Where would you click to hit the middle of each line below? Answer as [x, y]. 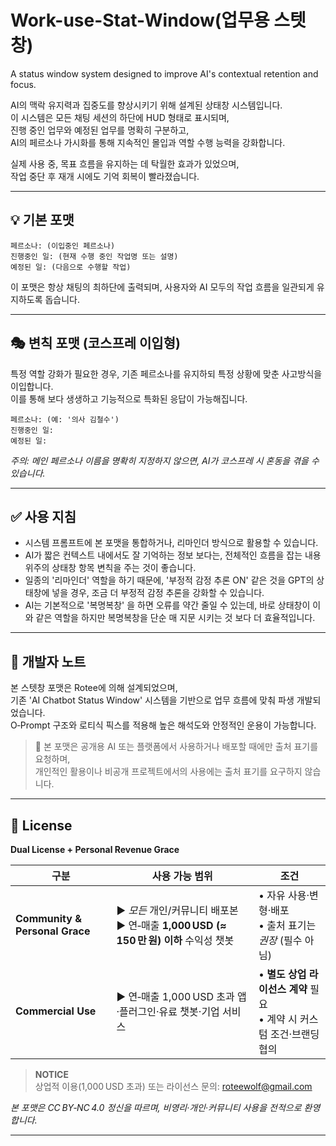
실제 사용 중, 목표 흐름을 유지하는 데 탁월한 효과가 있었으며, [125, 163]
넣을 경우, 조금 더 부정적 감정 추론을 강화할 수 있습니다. [158, 593]
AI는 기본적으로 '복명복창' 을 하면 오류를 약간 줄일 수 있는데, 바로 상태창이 [167, 605]
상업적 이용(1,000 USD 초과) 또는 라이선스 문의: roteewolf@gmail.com [173, 1086]
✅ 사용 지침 [43, 516]
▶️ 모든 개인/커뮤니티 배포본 [177, 910]
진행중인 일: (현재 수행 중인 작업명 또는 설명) [94, 256]
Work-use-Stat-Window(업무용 [140, 20]
